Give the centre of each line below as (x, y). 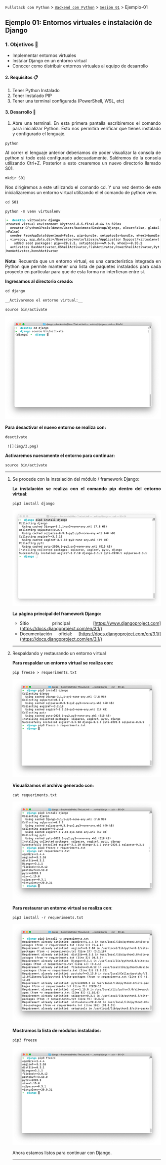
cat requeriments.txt (34, 795)
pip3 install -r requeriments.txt (48, 917)
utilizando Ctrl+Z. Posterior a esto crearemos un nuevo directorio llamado (83, 163)
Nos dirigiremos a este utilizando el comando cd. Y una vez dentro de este (83, 187)
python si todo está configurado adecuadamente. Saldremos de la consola (83, 158)
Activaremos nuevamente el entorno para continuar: (60, 456)
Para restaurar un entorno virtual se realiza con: (62, 908)
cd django (15, 291)
